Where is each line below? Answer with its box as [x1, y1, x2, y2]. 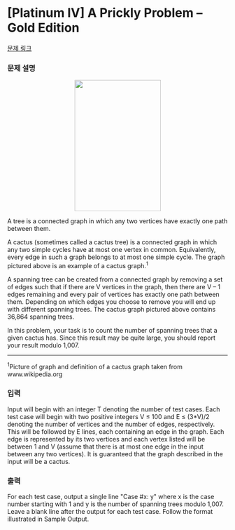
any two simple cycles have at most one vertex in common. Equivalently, [7, 246, 216, 254]
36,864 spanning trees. [7, 312, 75, 321]
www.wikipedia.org [7, 370, 63, 378]
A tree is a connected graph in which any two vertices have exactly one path [7, 217, 228, 225]
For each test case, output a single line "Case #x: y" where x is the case [7, 493, 215, 501]
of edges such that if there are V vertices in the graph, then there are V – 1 [7, 282, 221, 291]
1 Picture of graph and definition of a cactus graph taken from [7, 361, 183, 371]
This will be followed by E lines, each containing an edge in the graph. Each [7, 427, 225, 436]
